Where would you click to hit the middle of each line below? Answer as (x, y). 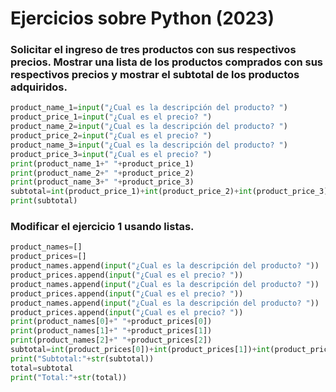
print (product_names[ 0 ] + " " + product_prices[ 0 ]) (111, 322)
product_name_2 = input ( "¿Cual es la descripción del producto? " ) (149, 127)
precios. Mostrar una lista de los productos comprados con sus (167, 62)
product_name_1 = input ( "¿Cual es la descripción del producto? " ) (149, 108)
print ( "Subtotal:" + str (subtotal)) (82, 358)
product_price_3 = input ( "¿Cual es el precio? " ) (111, 154)
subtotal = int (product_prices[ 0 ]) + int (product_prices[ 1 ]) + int (140, 350)
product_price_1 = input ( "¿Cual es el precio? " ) (111, 117)
